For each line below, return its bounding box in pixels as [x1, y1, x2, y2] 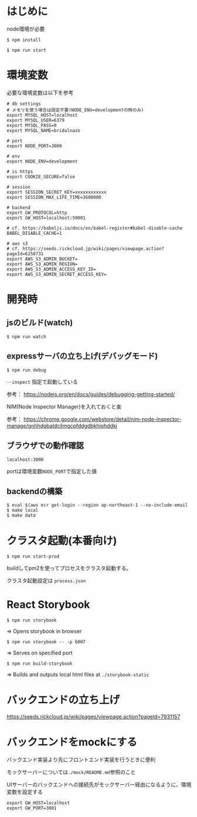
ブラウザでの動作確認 [6, 441, 84, 451]
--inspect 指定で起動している [6, 378, 78, 385]
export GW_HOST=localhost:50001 [6, 215, 86, 221]
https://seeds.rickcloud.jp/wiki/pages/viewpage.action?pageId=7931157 [6, 713, 181, 720]
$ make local [6, 508, 39, 514]
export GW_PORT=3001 [6, 805, 57, 811]
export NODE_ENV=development [6, 158, 78, 164]
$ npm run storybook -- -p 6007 [6, 639, 86, 645]
